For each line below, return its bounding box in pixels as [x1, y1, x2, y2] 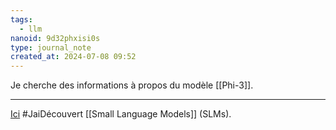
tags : [10, 14, 33, 25]
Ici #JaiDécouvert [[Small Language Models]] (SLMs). [10, 108, 232, 120]
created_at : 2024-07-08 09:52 [10, 52, 137, 62]
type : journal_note [10, 42, 92, 53]
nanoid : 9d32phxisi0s [10, 33, 101, 43]
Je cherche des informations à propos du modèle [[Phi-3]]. [10, 79, 254, 91]
